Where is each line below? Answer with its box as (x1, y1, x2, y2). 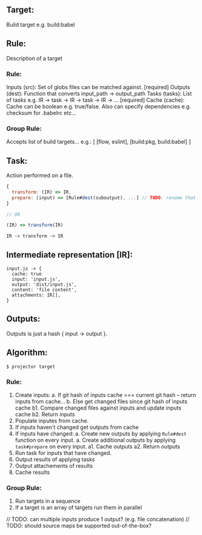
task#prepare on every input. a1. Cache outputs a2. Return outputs (15, 443, 180, 450)
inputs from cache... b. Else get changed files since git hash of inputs (15, 398, 187, 405)
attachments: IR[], (11, 292, 61, 299)
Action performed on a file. (6, 172, 74, 179)
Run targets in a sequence (15, 497, 80, 505)
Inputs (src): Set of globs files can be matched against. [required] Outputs (6, 83, 191, 90)
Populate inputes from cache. (15, 417, 89, 425)
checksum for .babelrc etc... (6, 109, 77, 116)
